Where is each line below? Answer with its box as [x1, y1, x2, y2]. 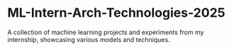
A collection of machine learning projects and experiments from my [7, 28, 204, 36]
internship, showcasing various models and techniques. [7, 35, 170, 43]
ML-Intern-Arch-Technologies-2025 [7, 5, 226, 21]
